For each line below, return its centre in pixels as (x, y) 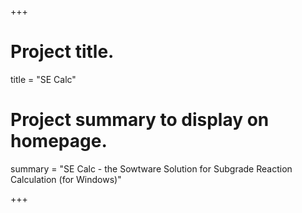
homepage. (59, 141)
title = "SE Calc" (43, 79)
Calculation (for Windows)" (66, 179)
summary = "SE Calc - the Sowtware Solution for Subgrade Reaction (151, 168)
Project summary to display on (140, 120)
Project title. (62, 52)
